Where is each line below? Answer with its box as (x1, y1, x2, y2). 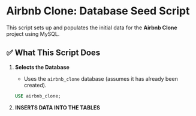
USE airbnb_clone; (14, 93, 61, 99)
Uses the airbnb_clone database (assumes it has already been (23, 75, 178, 82)
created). (23, 81, 47, 88)
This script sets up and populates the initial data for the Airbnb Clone (6, 24, 178, 31)
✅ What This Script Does (6, 48, 101, 58)
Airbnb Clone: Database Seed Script (6, 4, 190, 18)
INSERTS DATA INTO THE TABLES (14, 103, 101, 111)
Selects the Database (14, 63, 70, 71)
